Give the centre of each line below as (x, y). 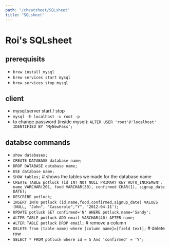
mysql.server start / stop (39, 111)
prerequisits (25, 59)
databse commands (38, 142)
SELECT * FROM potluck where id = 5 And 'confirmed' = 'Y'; (78, 240)
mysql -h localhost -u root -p (46, 117)
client (15, 98)
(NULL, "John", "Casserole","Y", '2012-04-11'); (66, 207)
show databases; (30, 155)
